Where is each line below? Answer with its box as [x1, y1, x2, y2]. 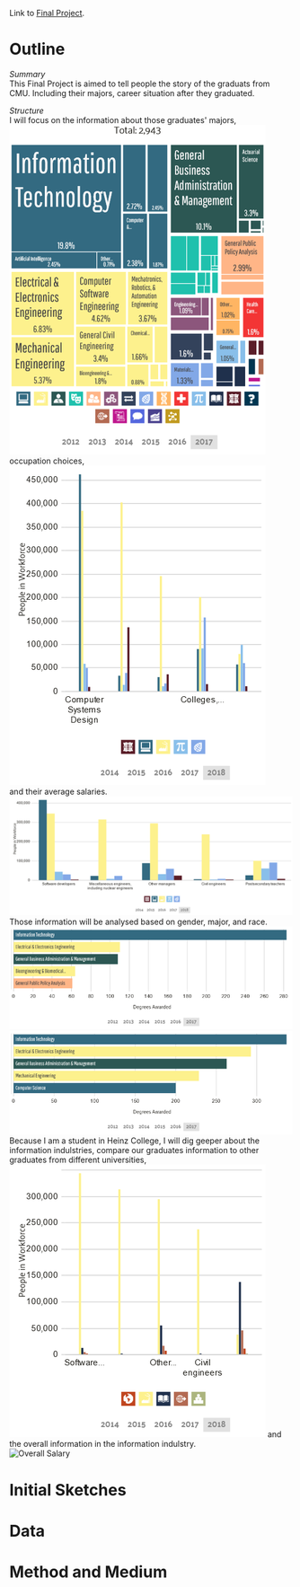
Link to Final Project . [9, 8, 85, 18]
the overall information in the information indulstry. [9, 1439, 196, 1450]
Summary [9, 68, 46, 79]
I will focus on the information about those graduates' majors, [9, 114, 237, 125]
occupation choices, [9, 455, 85, 466]
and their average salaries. [9, 786, 108, 797]
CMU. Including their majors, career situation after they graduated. [9, 87, 255, 98]
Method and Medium [9, 1562, 168, 1582]
